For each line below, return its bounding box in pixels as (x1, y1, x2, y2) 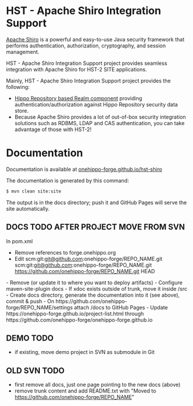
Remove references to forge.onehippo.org (14, 249, 116, 256)
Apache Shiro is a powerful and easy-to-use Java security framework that (6, 36, 185, 43)
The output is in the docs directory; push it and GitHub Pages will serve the (6, 199, 187, 206)
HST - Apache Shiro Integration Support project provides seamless (6, 60, 168, 67)
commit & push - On (6, 297, 54, 305)
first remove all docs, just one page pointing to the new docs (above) (14, 381, 181, 388)
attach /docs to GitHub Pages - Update (74, 304, 168, 311)
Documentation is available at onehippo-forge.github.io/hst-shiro (6, 166, 163, 173)
